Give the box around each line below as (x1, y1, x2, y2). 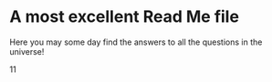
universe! (9, 46, 45, 56)
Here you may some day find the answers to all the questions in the (9, 36, 263, 47)
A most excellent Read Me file (9, 6, 240, 27)
